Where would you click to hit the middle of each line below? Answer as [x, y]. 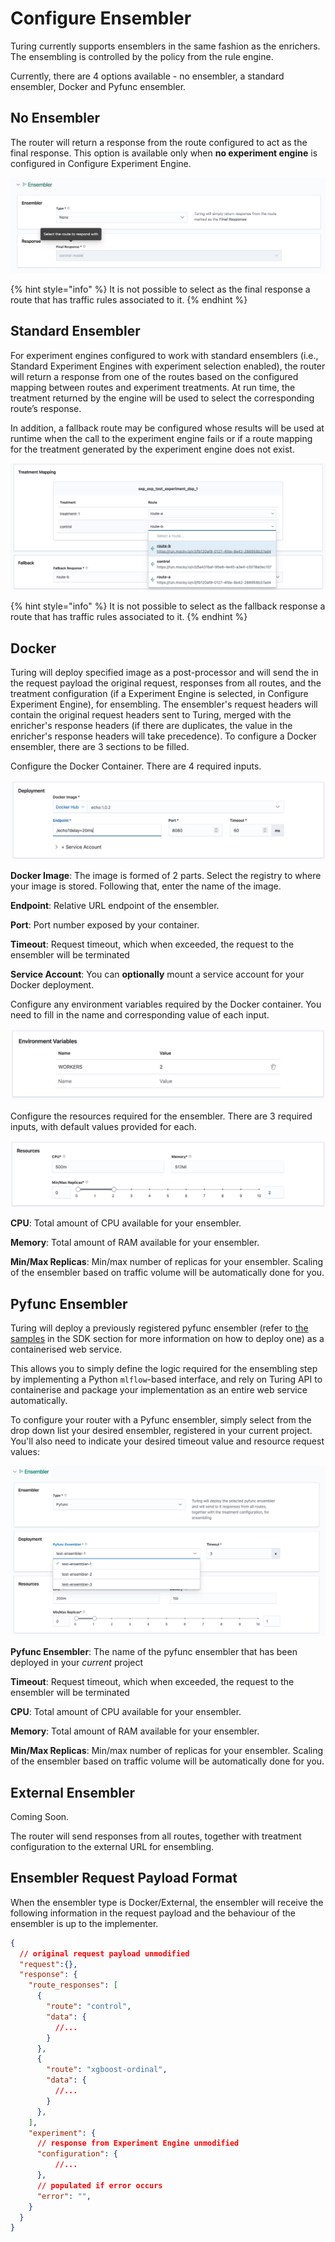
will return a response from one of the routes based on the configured [154, 376]
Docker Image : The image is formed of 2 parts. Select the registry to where [166, 876]
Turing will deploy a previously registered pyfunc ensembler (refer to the [159, 1328]
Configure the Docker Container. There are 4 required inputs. [136, 766]
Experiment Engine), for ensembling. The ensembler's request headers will [164, 704]
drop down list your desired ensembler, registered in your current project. [161, 1430]
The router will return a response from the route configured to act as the [159, 142]
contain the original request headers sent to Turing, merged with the [151, 715]
